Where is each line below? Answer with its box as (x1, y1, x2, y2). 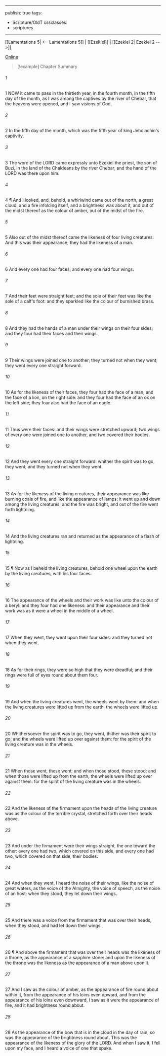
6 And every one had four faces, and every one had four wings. (5, 266, 134, 272)
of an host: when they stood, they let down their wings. (5, 890, 117, 897)
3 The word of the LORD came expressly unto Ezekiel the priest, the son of (5, 159, 157, 165)
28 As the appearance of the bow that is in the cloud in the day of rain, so (5, 1029, 155, 1035)
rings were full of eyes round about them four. (5, 672, 99, 678)
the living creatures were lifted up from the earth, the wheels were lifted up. (5, 704, 159, 710)
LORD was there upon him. (5, 170, 60, 176)
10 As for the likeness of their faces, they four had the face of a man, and (5, 389, 154, 395)
